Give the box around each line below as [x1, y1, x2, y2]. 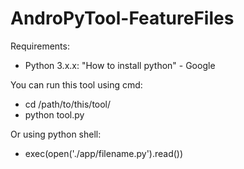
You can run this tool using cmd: [10, 78, 143, 91]
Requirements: [10, 40, 70, 52]
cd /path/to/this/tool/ [24, 98, 112, 110]
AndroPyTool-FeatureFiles [10, 7, 235, 30]
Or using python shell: [10, 128, 102, 140]
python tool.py [24, 108, 85, 121]
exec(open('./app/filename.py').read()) [24, 147, 184, 159]
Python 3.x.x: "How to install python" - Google [24, 59, 216, 71]
